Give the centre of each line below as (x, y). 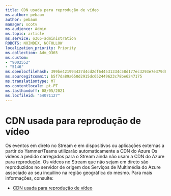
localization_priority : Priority (41, 48)
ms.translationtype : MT (31, 81)
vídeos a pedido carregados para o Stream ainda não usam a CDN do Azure (85, 157)
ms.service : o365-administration (41, 39)
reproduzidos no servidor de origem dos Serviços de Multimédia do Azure (83, 167)
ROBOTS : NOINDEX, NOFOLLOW (34, 43)
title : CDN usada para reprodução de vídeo (52, 10)
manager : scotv (21, 24)
